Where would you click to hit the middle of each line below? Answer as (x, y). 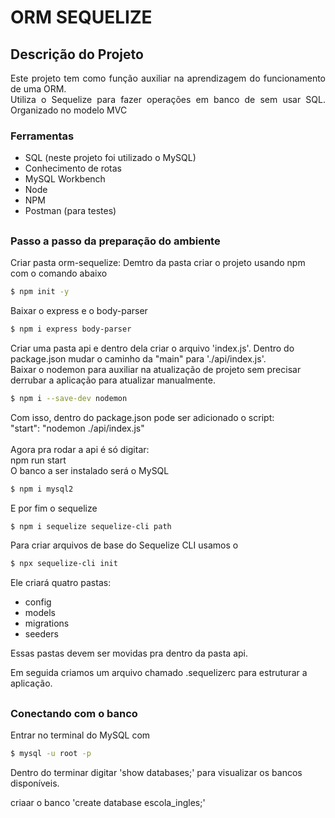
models (40, 613)
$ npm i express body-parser (71, 329)
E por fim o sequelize (54, 508)
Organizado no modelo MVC (69, 110)
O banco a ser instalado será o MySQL (90, 470)
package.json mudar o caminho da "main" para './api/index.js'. (138, 358)
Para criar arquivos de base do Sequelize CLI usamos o (124, 545)
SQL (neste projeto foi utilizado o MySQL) (110, 158)
